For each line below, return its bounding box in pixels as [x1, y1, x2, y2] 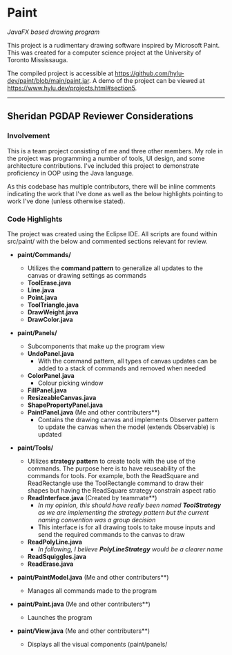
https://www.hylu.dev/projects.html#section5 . [7, 84, 137, 92]
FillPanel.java [27, 386, 67, 395]
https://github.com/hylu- [115, 69, 185, 77]
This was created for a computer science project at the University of [7, 48, 202, 57]
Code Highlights [7, 214, 63, 224]
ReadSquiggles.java [27, 552, 86, 560]
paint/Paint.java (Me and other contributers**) [17, 600, 151, 608]
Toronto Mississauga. [7, 55, 68, 64]
